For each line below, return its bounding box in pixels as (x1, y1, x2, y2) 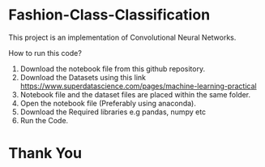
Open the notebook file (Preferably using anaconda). (19, 98, 196, 108)
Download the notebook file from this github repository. (19, 63, 205, 74)
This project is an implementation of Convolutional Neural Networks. (8, 32, 237, 42)
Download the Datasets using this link (19, 72, 146, 82)
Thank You (8, 144, 83, 163)
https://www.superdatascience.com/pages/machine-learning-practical (19, 81, 257, 91)
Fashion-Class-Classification (8, 6, 211, 24)
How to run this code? (8, 48, 83, 58)
